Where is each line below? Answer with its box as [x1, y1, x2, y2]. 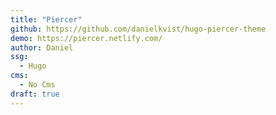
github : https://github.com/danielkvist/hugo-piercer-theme [10, 24, 267, 34]
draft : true [10, 89, 60, 99]
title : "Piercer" [10, 14, 83, 25]
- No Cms [19, 80, 56, 90]
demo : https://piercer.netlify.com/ [10, 33, 163, 43]
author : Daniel [10, 42, 74, 53]
